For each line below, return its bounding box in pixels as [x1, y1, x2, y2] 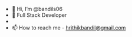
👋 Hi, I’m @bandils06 [11, 6, 63, 12]
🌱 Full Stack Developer [11, 12, 67, 18]
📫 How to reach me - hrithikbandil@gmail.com [11, 24, 126, 31]
